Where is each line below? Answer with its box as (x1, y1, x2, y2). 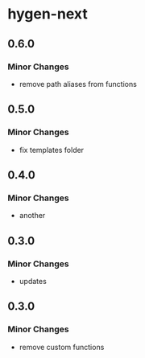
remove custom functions (19, 342, 105, 352)
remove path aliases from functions (19, 79, 138, 88)
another (19, 211, 46, 220)
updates (19, 276, 48, 286)
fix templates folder (19, 145, 85, 154)
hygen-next (7, 5, 88, 23)
